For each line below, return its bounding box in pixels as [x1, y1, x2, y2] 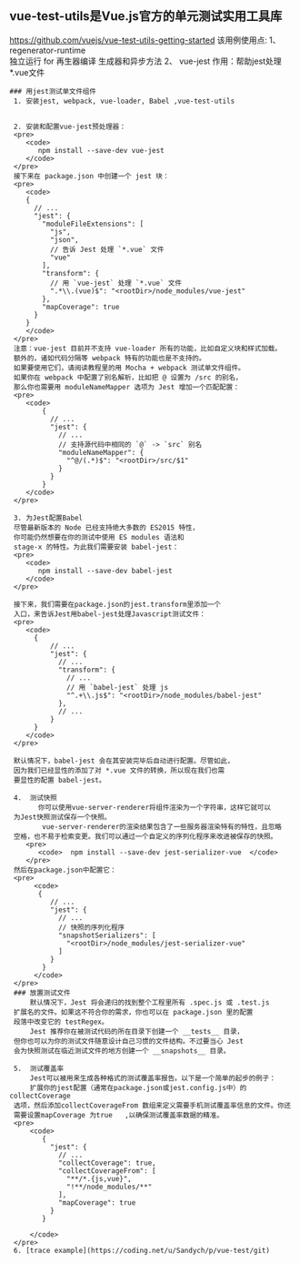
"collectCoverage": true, [57, 1158, 156, 1168]
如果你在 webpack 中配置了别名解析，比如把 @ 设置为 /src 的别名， [13, 372, 243, 382]
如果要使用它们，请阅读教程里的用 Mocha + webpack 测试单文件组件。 [13, 363, 245, 372]
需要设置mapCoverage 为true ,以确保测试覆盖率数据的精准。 [13, 1110, 225, 1119]
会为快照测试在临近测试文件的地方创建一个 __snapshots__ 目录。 [13, 1046, 231, 1056]
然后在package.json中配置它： [13, 865, 117, 875]
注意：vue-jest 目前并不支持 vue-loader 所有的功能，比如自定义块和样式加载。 [13, 344, 282, 353]
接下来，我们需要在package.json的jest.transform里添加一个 [13, 600, 221, 609]
